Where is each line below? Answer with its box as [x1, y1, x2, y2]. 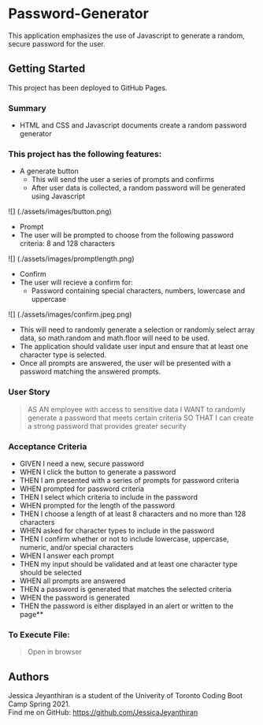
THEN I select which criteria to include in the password [19, 492, 198, 501]
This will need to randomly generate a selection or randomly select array [19, 325, 255, 335]
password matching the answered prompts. [19, 367, 161, 377]
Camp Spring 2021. [8, 699, 71, 709]
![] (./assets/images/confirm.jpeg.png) [8, 310, 132, 319]
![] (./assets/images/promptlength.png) [8, 254, 135, 264]
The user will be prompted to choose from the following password [19, 230, 234, 240]
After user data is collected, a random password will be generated [31, 183, 246, 193]
